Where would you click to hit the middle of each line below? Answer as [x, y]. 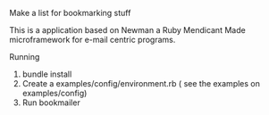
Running [25, 57]
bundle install [47, 74]
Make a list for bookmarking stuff [70, 13]
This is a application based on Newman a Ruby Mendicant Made [127, 30]
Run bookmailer [51, 103]
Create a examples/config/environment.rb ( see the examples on [141, 83]
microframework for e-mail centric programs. [92, 40]
